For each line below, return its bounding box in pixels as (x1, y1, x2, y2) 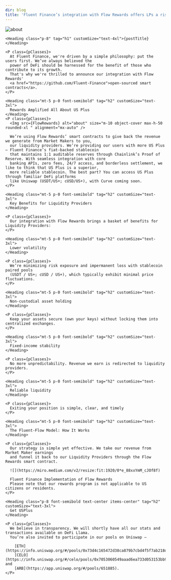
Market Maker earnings (5, 450, 53, 455)
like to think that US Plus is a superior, (5, 165, 99, 170)
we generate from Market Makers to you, (5, 138, 93, 143)
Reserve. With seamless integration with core (5, 156, 106, 161)
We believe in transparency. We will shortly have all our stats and (10, 526, 160, 531)
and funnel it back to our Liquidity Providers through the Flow (10, 454, 152, 459)
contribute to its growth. (5, 67, 63, 72)
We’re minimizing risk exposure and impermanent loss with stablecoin (10, 263, 163, 268)
